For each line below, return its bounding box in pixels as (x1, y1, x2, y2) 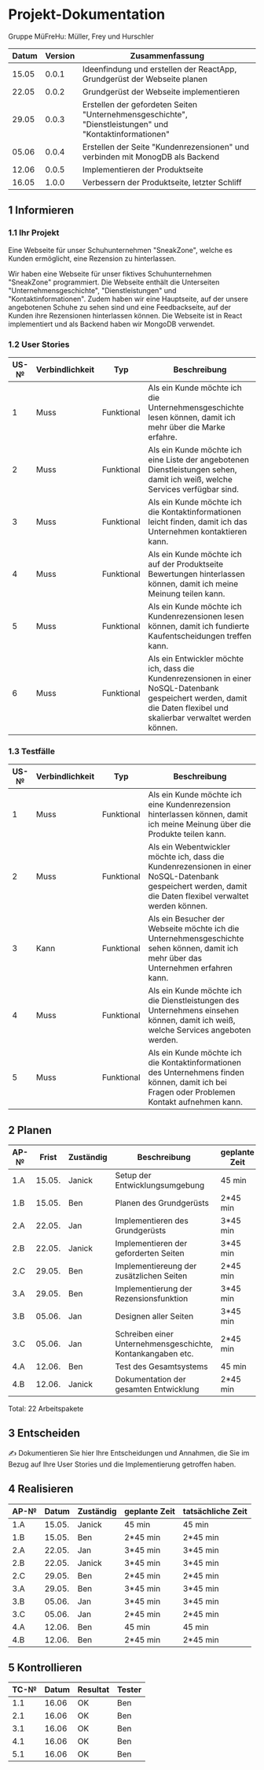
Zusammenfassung (130, 50, 205, 61)
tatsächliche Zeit (182, 1505, 247, 1516)
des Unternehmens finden (148, 1067, 245, 1078)
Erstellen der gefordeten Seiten (82, 99, 198, 110)
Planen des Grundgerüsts (115, 1198, 210, 1209)
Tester (116, 1684, 142, 1695)
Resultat (77, 1684, 110, 1695)
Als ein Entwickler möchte (148, 653, 244, 664)
